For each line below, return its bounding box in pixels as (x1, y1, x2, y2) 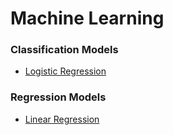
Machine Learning (10, 7, 165, 30)
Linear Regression (24, 113, 100, 125)
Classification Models (10, 43, 119, 57)
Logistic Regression (24, 65, 107, 77)
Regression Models (10, 90, 107, 104)
